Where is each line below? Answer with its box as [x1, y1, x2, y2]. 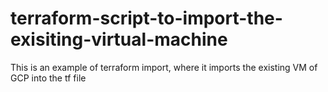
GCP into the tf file [10, 72, 87, 84]
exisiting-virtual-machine [10, 28, 228, 51]
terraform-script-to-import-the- [10, 7, 283, 30]
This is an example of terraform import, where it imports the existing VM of [10, 61, 318, 73]
